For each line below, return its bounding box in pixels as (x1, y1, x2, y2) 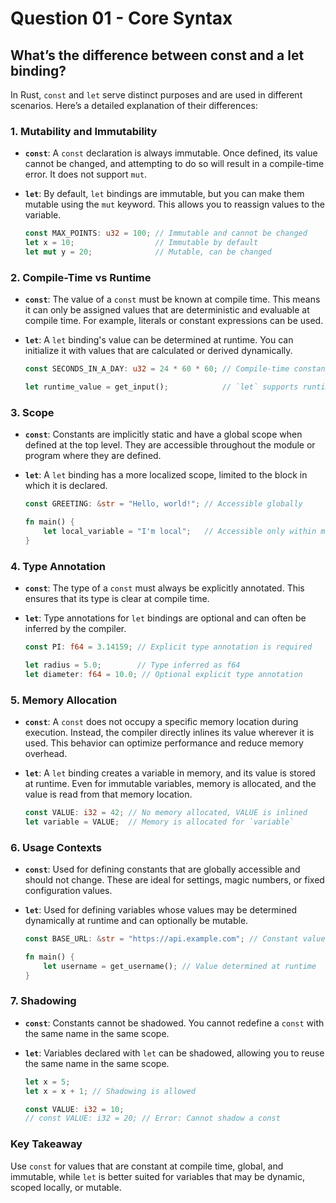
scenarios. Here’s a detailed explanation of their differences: (10, 100, 258, 111)
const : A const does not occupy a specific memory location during (24, 715, 299, 727)
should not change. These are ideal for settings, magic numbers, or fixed (24, 874, 325, 886)
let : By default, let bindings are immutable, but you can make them (24, 188, 305, 200)
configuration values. (24, 885, 113, 897)
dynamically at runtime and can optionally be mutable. (24, 915, 249, 927)
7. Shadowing (10, 994, 77, 1008)
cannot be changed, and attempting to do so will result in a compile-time (24, 158, 325, 170)
